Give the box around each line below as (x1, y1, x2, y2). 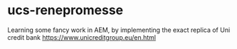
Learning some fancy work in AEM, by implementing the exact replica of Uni (7, 26, 231, 34)
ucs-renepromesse (7, 2, 124, 18)
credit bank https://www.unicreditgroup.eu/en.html (7, 33, 157, 41)
